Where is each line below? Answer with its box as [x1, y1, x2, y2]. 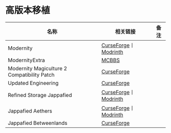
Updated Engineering [8, 79, 59, 86]
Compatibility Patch [8, 71, 55, 78]
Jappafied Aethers [8, 107, 52, 114]
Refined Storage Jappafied [8, 91, 72, 98]
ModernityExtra [8, 56, 45, 63]
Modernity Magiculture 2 [8, 64, 67, 72]
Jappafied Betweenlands [8, 119, 68, 126]
